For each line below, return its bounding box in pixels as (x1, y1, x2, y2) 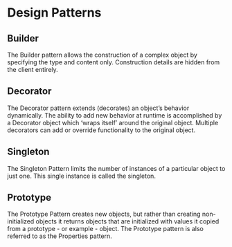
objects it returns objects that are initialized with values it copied (35, 217, 220, 226)
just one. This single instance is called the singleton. (7, 172, 156, 180)
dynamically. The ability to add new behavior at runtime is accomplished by (7, 111, 222, 119)
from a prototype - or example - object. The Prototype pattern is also (7, 225, 204, 233)
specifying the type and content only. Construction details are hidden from (7, 58, 220, 66)
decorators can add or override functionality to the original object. (7, 126, 196, 134)
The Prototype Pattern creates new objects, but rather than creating (7, 210, 201, 219)
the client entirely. (7, 66, 59, 73)
